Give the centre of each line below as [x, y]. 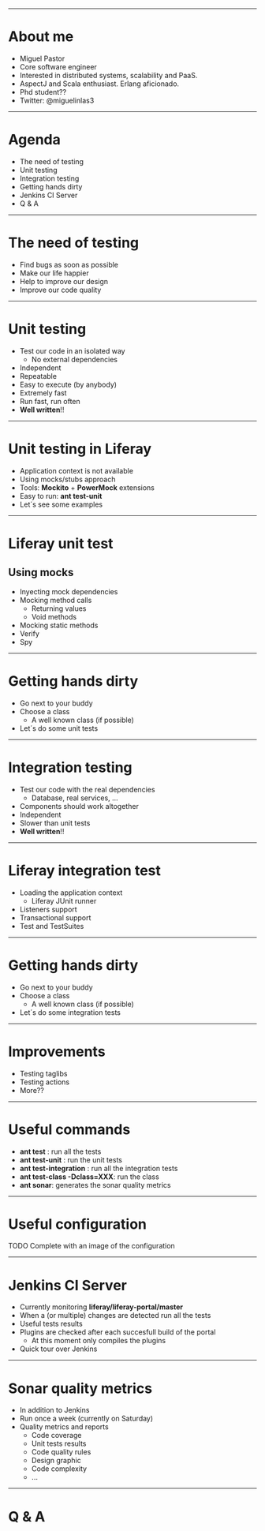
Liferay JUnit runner [64, 900]
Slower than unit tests [55, 823]
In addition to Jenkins [54, 1410]
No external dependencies [75, 359]
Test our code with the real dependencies [87, 789]
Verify [29, 633]
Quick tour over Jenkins [58, 1349]
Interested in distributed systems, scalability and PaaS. [108, 76]
